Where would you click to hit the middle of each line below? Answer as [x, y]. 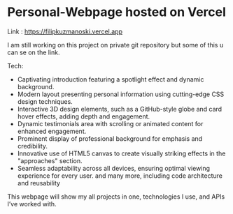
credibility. [32, 146]
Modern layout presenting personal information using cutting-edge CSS [121, 94]
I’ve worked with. [32, 204]
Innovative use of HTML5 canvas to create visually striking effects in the [121, 153]
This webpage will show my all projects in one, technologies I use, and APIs [116, 197]
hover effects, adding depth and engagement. [84, 116]
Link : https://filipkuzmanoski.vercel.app [65, 31]
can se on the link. [34, 52]
